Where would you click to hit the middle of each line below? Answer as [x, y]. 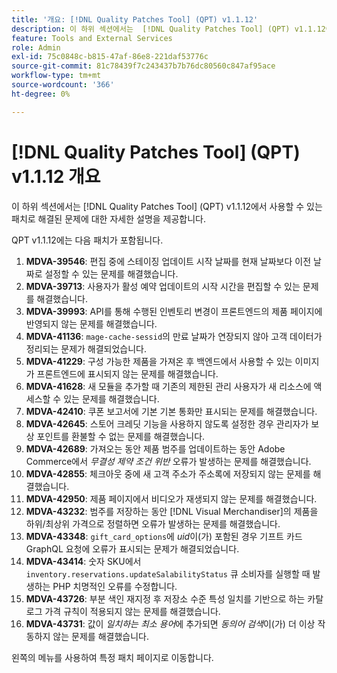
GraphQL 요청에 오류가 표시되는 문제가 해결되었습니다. [132, 548]
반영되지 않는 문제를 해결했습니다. [91, 323]
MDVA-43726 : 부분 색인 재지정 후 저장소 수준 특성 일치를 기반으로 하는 [165, 598]
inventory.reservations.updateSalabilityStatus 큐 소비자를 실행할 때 [168, 573]
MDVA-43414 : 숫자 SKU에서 [83, 561]
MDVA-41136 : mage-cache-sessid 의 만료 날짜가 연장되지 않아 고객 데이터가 [174, 336]
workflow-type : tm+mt [56, 76]
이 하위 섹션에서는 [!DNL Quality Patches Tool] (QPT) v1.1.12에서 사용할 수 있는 [167, 206]
